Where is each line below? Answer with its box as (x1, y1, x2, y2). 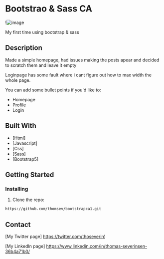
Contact (5, 220, 31, 229)
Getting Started (5, 170, 54, 179)
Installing (5, 185, 28, 192)
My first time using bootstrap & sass (5, 29, 79, 35)
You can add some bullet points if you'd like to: (5, 87, 101, 93)
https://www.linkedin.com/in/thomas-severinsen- (46, 243, 148, 249)
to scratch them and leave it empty (5, 62, 77, 68)
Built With (5, 122, 36, 130)
